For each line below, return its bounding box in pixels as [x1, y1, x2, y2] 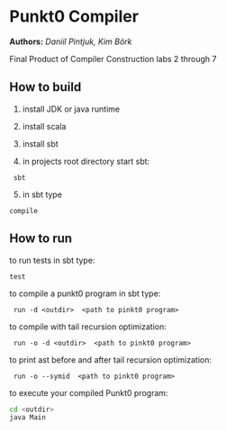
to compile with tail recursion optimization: [9, 321, 167, 332]
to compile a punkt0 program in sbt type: [9, 288, 161, 299]
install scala [22, 121, 67, 131]
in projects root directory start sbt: [22, 156, 150, 166]
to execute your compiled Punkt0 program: [9, 387, 168, 398]
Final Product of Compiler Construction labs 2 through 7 [9, 53, 217, 64]
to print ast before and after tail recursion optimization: [9, 354, 212, 365]
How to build [9, 79, 82, 95]
